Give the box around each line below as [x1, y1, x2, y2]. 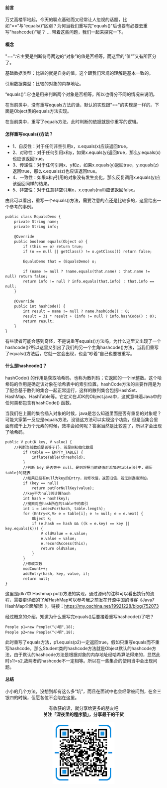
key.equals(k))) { [5, 526, 43, 531]
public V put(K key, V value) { [5, 439, 72, 444]
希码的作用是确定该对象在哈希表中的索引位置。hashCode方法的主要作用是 [5, 381, 157, 387]
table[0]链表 [5, 470, 31, 475]
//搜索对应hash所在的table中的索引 [23, 501, 88, 506]
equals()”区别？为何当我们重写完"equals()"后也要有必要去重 [25, 23, 148, 29]
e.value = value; [40, 536, 77, 541]
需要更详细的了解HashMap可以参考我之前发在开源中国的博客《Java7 [13, 597, 155, 603]
